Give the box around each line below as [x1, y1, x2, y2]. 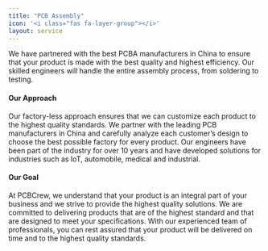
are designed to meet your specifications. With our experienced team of [8, 215, 247, 226]
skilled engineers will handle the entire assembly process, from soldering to [8, 66, 259, 76]
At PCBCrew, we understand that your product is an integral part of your [8, 190, 248, 200]
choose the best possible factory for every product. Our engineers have [8, 136, 247, 146]
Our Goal [8, 173, 39, 182]
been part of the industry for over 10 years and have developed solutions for [8, 145, 262, 155]
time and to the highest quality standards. [8, 233, 146, 243]
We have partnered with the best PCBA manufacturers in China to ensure [8, 49, 251, 59]
